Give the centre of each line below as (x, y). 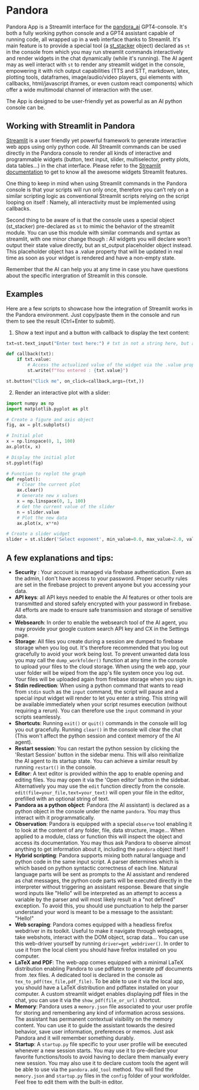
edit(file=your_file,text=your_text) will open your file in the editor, (99, 792)
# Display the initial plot (41, 457)
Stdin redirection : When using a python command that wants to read (99, 685)
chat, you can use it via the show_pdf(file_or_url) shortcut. (88, 1000)
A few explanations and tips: (60, 558)
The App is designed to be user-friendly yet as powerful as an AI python (94, 101)
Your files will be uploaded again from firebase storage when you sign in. (104, 679)
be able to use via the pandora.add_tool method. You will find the (94, 1069)
